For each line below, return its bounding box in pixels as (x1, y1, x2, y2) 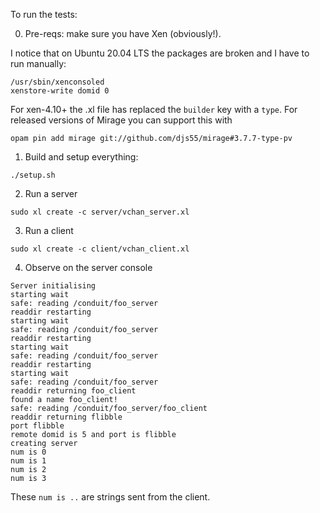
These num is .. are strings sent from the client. (10, 491, 211, 503)
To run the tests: (10, 9, 78, 20)
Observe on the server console (24, 262, 153, 273)
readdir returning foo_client (10, 386, 137, 396)
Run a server (24, 188, 78, 199)
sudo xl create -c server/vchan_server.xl (10, 207, 190, 217)
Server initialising (10, 281, 97, 291)
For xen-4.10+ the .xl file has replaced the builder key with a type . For (10, 104, 298, 115)
